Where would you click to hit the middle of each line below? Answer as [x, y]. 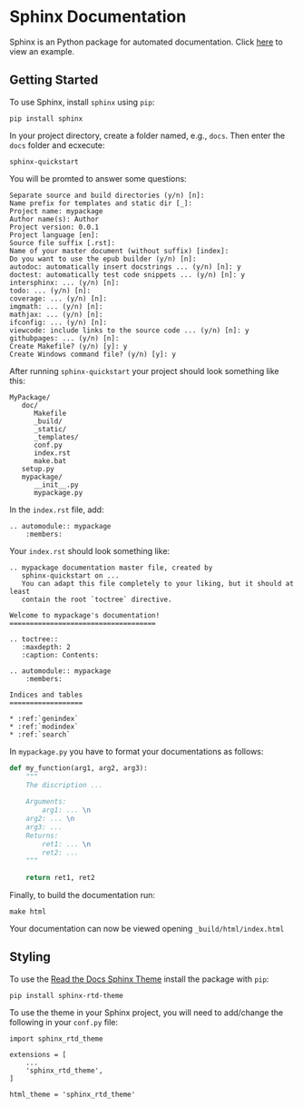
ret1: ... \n [67, 844]
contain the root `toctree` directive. [97, 599]
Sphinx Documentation [98, 17]
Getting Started [54, 80]
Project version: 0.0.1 [54, 227]
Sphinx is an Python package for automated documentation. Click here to [146, 42]
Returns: [42, 836]
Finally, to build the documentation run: [83, 895]
